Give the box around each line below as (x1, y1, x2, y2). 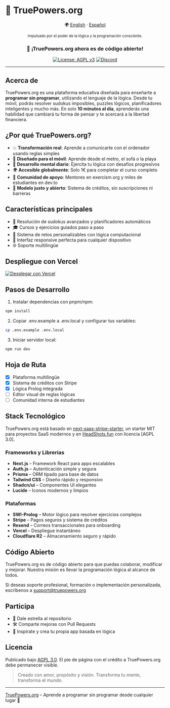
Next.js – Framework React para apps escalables (12, 461, 115, 467)
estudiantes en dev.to (12, 180, 58, 186)
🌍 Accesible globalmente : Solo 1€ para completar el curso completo (12, 167, 158, 173)
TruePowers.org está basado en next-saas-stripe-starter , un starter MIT (5, 426, 155, 432)
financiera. (5, 117, 28, 123)
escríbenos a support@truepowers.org (5, 587, 86, 593)
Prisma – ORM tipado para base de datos (12, 471, 99, 477)
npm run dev (5, 347, 30, 352)
